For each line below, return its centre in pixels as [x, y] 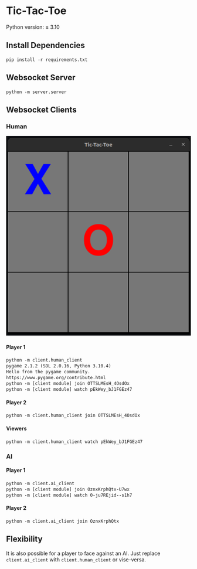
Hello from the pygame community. [48, 372]
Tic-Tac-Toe [36, 11]
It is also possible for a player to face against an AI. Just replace [83, 553]
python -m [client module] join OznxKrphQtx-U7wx [68, 489]
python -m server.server [36, 92]
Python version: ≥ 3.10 [33, 27]
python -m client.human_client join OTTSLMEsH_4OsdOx [73, 415]
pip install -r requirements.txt [47, 60]
